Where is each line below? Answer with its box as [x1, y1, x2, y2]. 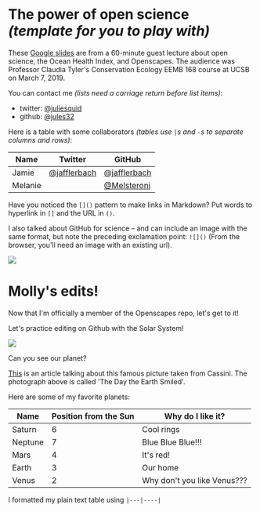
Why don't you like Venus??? [142, 474, 248, 485]
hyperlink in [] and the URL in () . [8, 208, 115, 217]
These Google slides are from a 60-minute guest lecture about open [8, 48, 229, 57]
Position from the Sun [51, 410, 135, 421]
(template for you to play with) [8, 22, 210, 40]
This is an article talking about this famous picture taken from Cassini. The [8, 369, 248, 378]
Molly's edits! [8, 282, 99, 300]
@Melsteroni [103, 180, 151, 191]
